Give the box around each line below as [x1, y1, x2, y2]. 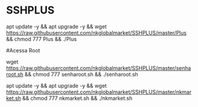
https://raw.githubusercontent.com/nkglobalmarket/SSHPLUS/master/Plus [6, 29, 187, 36]
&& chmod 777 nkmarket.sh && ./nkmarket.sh [22, 95, 133, 102]
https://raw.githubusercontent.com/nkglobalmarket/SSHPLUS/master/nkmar [6, 88, 192, 95]
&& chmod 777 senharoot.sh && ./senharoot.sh [24, 71, 138, 78]
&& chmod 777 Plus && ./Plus [6, 35, 77, 42]
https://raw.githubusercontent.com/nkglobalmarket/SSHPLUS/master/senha [6, 64, 191, 71]
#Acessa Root [6, 46, 40, 53]
